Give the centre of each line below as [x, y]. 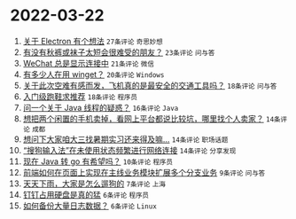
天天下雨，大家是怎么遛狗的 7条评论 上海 [94, 184]
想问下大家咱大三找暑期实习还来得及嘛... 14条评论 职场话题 [125, 139]
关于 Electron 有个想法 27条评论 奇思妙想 [93, 41]
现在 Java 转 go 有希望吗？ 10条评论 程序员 [98, 161]
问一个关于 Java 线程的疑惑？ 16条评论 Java [101, 107]
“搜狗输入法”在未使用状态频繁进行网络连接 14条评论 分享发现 [129, 150]
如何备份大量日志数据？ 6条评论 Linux [90, 206]
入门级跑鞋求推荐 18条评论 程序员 [80, 96]
